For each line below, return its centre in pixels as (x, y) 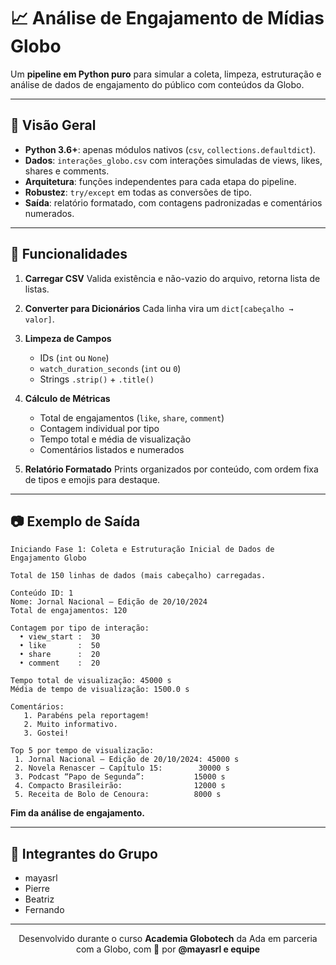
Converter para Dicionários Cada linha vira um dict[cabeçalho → (159, 308)
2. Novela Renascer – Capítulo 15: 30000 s (122, 768)
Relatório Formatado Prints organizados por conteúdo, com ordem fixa (171, 469)
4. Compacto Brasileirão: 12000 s (120, 786)
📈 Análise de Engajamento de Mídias (167, 18)
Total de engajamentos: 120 (69, 611)
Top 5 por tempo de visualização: (82, 751)
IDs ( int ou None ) (74, 357)
